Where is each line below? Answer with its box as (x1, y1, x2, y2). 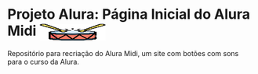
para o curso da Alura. (7, 57, 80, 67)
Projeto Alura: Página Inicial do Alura (7, 5, 250, 23)
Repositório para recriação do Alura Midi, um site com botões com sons (7, 49, 239, 58)
